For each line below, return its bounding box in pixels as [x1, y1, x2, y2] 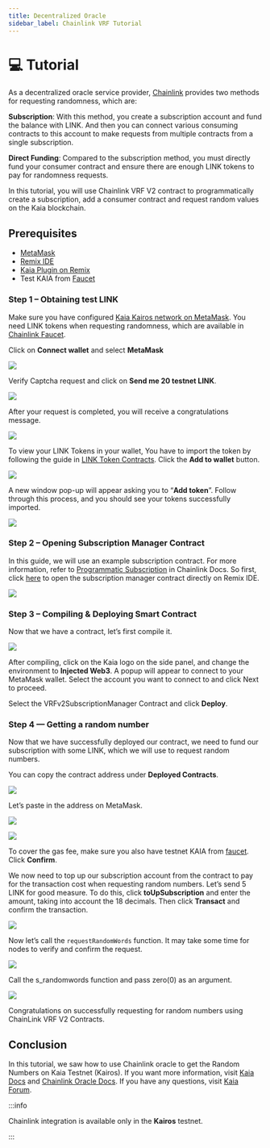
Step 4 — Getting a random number [8, 719, 149, 730]
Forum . [8, 1085, 32, 1095]
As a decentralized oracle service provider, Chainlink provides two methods [8, 88, 260, 98]
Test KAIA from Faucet [19, 273, 95, 283]
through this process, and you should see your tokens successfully [8, 494, 231, 503]
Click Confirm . [8, 855, 58, 865]
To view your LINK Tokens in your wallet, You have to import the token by [8, 445, 251, 456]
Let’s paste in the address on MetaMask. [8, 800, 143, 811]
